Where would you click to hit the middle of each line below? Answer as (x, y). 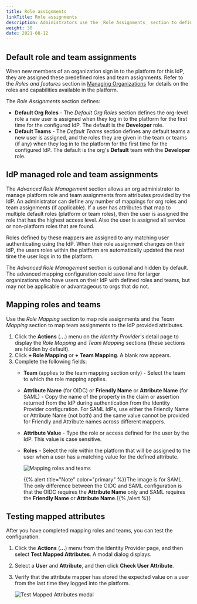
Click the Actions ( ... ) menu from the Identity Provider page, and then (99, 548)
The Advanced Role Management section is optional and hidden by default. (97, 267)
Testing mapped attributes (56, 516)
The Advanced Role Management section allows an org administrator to (93, 189)
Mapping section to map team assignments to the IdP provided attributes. (95, 325)
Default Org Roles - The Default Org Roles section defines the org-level (101, 113)
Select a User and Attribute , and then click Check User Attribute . (94, 566)
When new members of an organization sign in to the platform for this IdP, (95, 71)
